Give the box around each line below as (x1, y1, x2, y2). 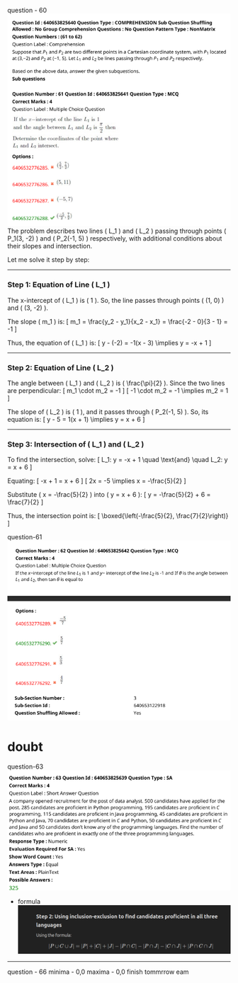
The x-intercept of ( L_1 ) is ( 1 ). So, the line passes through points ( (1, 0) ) (7, 296, 225, 304)
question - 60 (7, 6, 47, 14)
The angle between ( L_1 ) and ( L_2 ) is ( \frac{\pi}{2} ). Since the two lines (7, 379, 225, 387)
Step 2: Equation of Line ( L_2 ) (7, 362, 114, 372)
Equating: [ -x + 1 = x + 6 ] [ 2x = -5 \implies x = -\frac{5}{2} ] (7, 477, 186, 485)
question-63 (7, 762, 44, 771)
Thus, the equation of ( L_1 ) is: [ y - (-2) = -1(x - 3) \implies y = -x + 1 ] (7, 338, 212, 347)
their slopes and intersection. (7, 242, 93, 251)
